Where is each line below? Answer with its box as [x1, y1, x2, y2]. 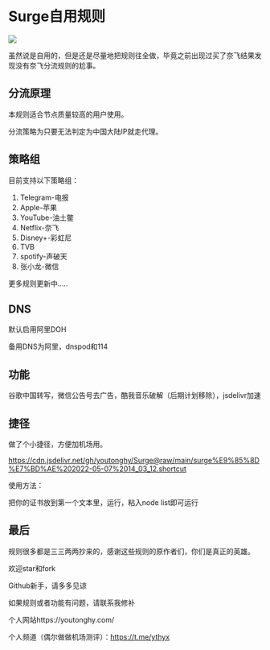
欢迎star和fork [8, 563, 56, 573]
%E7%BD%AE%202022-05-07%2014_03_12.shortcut [8, 464, 187, 474]
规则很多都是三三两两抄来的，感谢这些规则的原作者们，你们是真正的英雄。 [8, 546, 255, 556]
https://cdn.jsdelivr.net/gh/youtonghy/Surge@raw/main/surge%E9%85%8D [8, 456, 260, 465]
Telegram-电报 [19, 193, 69, 202]
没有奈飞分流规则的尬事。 [14, 60, 100, 70]
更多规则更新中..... [8, 279, 68, 288]
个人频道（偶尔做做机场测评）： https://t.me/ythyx [8, 631, 170, 641]
